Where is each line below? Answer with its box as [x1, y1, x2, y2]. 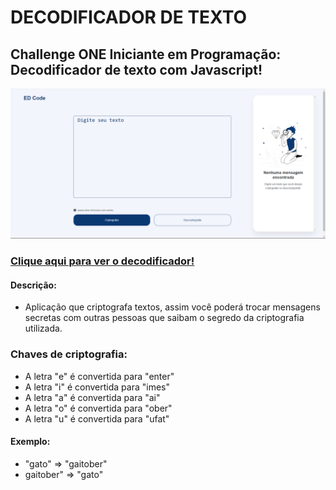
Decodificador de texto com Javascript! [10, 61, 263, 78]
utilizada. [24, 322, 63, 335]
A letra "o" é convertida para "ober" [24, 402, 173, 414]
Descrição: [10, 279, 57, 291]
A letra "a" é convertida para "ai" [24, 391, 161, 403]
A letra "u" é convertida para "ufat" [24, 412, 170, 425]
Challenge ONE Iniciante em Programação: [10, 46, 282, 63]
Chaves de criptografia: [10, 347, 128, 361]
